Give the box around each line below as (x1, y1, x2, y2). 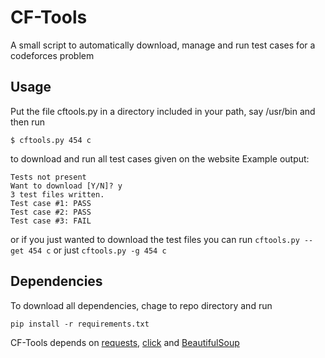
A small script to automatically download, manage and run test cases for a (10, 39, 316, 51)
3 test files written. (10, 189, 105, 200)
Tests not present (10, 172, 87, 182)
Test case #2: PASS (10, 207, 92, 217)
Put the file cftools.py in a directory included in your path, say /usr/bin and (10, 105, 316, 117)
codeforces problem (10, 49, 95, 61)
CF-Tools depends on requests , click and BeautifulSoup (10, 336, 240, 348)
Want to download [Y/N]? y (10, 181, 123, 191)
